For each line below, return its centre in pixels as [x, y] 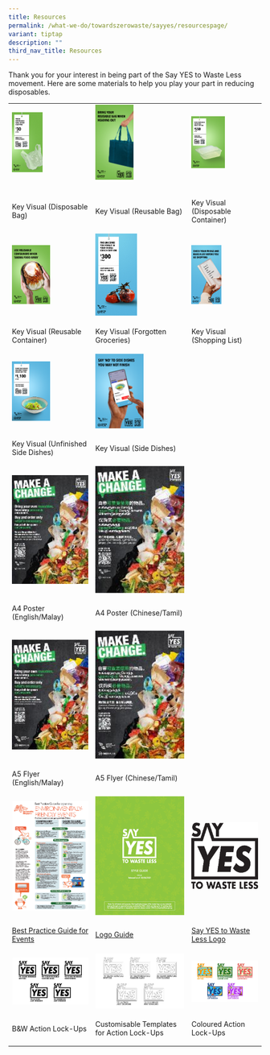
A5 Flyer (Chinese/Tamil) [137, 778]
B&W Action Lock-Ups [49, 1028]
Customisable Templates [136, 1024]
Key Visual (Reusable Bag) [139, 211]
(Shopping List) [217, 340]
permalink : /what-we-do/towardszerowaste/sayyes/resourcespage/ [118, 25]
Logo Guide [115, 935]
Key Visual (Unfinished [49, 444]
